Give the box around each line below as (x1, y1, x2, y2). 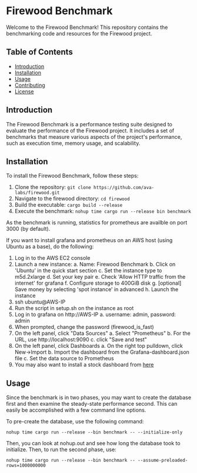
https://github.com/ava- (93, 185, 155, 191)
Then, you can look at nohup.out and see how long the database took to (6, 440, 181, 447)
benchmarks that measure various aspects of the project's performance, (6, 133, 182, 140)
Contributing (14, 81, 45, 89)
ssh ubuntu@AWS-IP (14, 298, 66, 305)
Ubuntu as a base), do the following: (6, 243, 94, 250)
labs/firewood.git (14, 190, 60, 196)
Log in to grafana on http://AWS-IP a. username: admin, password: (14, 311, 176, 318)
